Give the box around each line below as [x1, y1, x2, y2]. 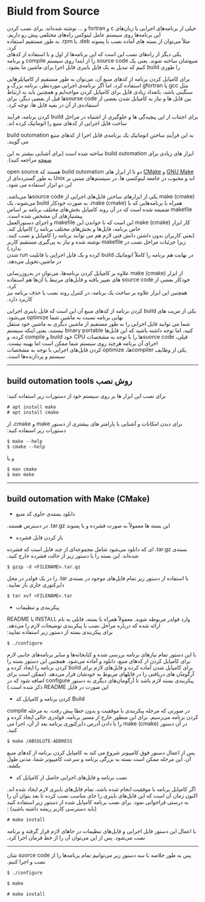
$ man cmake [7, 466, 37, 472]
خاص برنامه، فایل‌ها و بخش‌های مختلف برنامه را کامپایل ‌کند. [7, 225, 141, 233]
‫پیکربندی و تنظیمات [15, 603, 60, 611]
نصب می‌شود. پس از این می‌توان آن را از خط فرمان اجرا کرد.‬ [7, 834, 145, 841]
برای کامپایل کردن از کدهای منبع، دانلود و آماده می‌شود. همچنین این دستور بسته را [7, 657, 191, 665]
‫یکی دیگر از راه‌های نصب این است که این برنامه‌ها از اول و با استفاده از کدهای [7, 50, 182, 57]
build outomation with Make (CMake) [7, 494, 150, 504]
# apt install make [7, 404, 57, 410]
